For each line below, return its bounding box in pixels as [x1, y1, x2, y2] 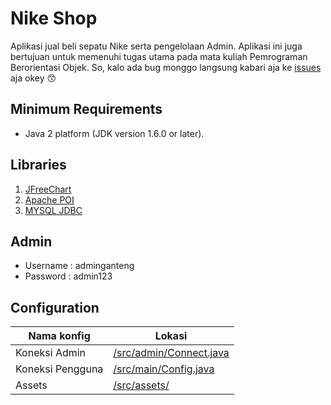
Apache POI [24, 193, 75, 206]
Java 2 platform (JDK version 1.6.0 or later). [24, 127, 205, 139]
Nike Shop [10, 7, 98, 30]
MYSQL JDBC [24, 204, 83, 216]
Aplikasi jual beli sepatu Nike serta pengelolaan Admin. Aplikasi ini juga [10, 40, 303, 52]
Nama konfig [28, 329, 91, 343]
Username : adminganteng [24, 260, 135, 272]
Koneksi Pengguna [15, 362, 104, 376]
